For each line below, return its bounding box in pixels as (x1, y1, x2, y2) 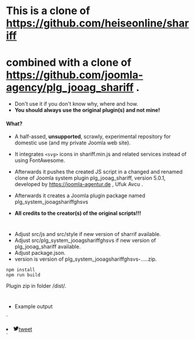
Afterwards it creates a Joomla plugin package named (14, 192, 145, 199)
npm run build (6, 272, 41, 278)
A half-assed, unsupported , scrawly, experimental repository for (14, 133, 171, 140)
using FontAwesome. (14, 157, 66, 164)
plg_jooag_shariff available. (14, 243, 81, 250)
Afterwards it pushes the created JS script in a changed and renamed (14, 169, 183, 176)
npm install (6, 267, 35, 272)
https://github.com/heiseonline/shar (6, 16, 189, 30)
